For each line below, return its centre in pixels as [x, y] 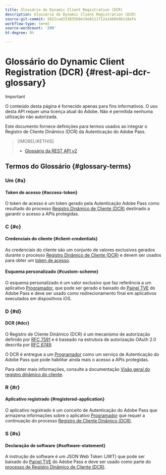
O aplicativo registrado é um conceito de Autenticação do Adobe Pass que [81, 410]
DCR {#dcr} [17, 323]
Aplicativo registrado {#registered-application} [55, 399]
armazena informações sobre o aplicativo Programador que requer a [75, 415]
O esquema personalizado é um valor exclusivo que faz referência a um [78, 282]
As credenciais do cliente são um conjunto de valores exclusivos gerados [80, 250]
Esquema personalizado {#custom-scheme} [52, 271]
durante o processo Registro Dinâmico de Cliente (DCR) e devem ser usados [83, 255]
